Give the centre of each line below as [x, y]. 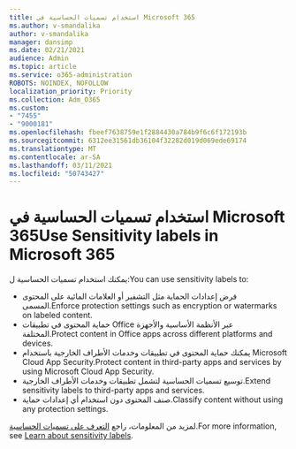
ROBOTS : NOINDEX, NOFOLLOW [59, 83]
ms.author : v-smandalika [55, 26]
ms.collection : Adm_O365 [55, 99]
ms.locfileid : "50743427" [57, 173]
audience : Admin [39, 58]
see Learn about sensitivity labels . [72, 436]
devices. [38, 343]
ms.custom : [29, 108]
